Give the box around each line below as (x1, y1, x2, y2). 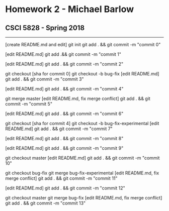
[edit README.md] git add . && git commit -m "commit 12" (5, 185, 125, 191)
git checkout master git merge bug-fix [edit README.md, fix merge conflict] (5, 195, 162, 200)
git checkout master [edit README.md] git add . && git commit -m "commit (5, 155, 160, 161)
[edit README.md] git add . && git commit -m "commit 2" (5, 61, 124, 67)
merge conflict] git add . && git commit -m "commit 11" (5, 175, 118, 181)
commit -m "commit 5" (5, 101, 53, 107)
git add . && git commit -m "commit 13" (5, 200, 86, 206)
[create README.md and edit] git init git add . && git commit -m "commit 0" (5, 42, 161, 47)
